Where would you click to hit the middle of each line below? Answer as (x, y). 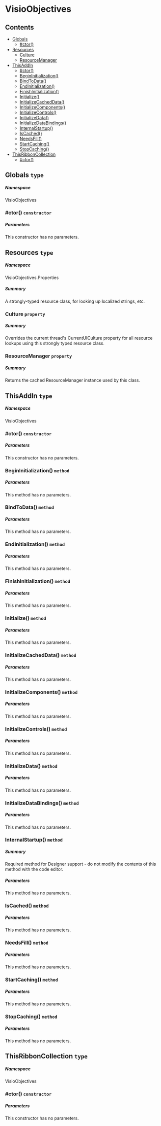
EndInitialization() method (35, 544)
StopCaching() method (31, 1017)
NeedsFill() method (27, 943)
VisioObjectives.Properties (32, 278)
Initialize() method (26, 618)
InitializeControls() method (36, 729)
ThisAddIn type (29, 396)
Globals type (25, 175)
